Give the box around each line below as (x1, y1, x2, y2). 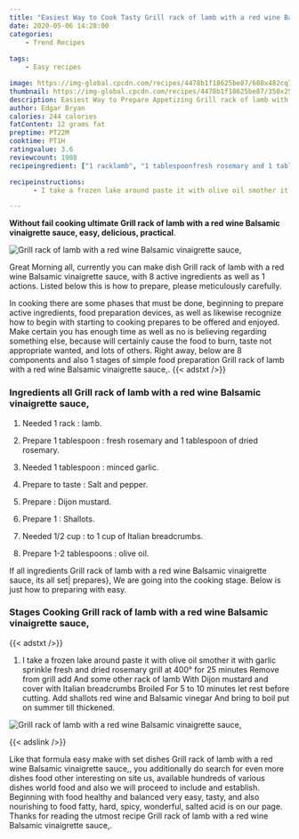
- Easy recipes (25, 63, 82, 72)
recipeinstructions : (9, 177, 86, 187)
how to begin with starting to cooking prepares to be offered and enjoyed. (9, 317, 280, 327)
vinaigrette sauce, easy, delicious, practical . (9, 228, 176, 238)
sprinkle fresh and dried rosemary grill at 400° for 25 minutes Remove (21, 664, 279, 674)
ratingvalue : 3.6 (9, 145, 74, 154)
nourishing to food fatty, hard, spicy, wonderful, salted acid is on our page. (9, 801, 283, 811)
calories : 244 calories (9, 112, 98, 121)
